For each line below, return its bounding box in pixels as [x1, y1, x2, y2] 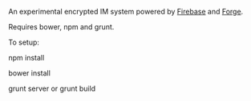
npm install [8, 53, 45, 62]
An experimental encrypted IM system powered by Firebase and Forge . [8, 7, 244, 16]
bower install [8, 68, 51, 78]
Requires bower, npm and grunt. [8, 22, 115, 31]
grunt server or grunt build [8, 84, 96, 93]
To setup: [8, 37, 40, 47]
